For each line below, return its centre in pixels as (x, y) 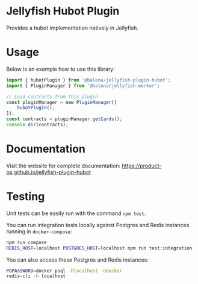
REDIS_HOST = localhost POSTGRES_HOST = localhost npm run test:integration (99, 248)
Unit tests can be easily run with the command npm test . (76, 213)
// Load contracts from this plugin (52, 97)
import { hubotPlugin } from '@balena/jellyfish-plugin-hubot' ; (88, 80)
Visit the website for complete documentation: (63, 166)
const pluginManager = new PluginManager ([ (62, 102)
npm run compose (26, 242)
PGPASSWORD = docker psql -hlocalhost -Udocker (64, 271)
